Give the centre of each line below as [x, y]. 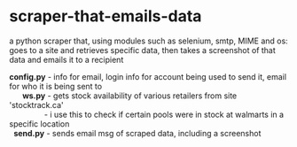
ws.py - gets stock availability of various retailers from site [129, 96]
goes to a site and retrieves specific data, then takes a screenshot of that [143, 50]
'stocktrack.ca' [36, 104]
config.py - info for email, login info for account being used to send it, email [148, 76]
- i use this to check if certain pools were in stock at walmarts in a [164, 114]
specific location [39, 124]
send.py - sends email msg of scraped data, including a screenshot [137, 133]
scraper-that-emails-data [106, 16]
